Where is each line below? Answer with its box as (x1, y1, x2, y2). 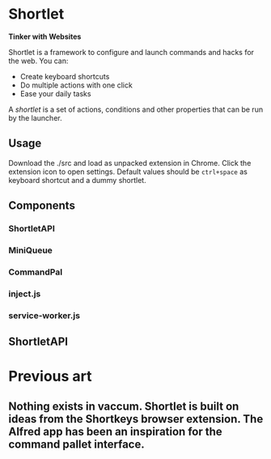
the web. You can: (8, 56, 69, 66)
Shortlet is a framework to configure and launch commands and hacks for (8, 47, 255, 57)
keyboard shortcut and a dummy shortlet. (8, 175, 147, 185)
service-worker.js (8, 309, 81, 321)
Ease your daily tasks (19, 88, 91, 98)
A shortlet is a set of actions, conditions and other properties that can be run (8, 104, 264, 114)
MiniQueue (8, 244, 53, 256)
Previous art (8, 368, 92, 385)
